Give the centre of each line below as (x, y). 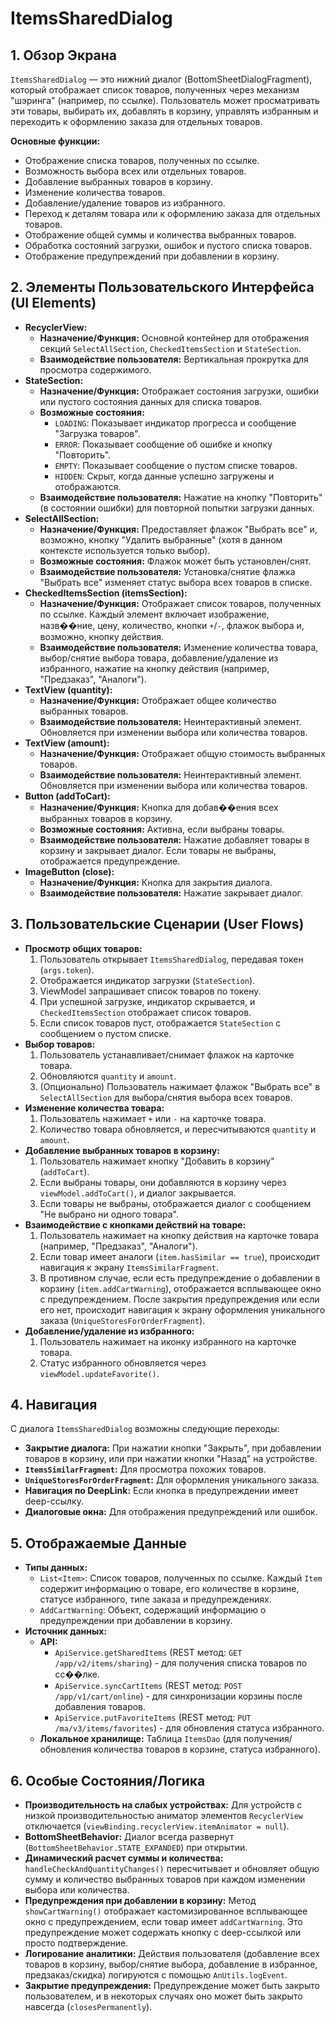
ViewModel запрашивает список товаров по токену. (150, 991)
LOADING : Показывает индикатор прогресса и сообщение (175, 423)
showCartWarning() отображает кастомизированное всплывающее (166, 1911)
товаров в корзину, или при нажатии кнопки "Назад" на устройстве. (171, 1459)
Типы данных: (56, 1568)
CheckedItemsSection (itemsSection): (106, 593)
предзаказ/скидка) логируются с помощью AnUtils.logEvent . (156, 1975)
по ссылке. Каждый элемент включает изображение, (154, 614)
